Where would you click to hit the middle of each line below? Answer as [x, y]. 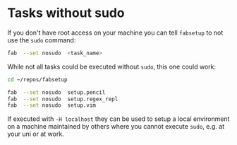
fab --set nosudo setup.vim [52, 105]
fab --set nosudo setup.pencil [56, 92]
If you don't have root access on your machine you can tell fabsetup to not [115, 33]
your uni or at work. [36, 134]
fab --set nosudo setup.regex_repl [63, 99]
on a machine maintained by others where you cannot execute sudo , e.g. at [116, 127]
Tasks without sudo [66, 13]
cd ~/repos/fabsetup [38, 79]
